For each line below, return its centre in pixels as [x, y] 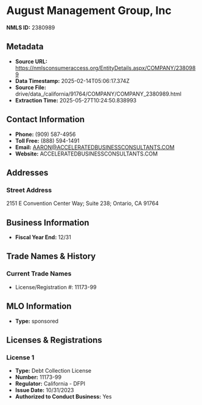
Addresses [27, 172]
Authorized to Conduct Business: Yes [63, 396]
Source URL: [31, 61]
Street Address [29, 190]
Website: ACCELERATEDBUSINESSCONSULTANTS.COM [86, 154]
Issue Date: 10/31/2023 [44, 390]
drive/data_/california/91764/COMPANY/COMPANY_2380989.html [98, 94]
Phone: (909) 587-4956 [45, 134]
